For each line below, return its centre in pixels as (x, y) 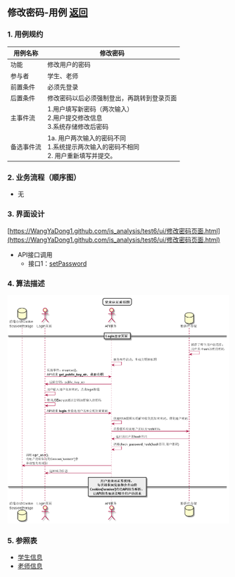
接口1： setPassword (57, 263)
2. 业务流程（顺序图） (44, 178)
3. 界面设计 (26, 214)
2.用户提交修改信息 (75, 118)
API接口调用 (35, 254)
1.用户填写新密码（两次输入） (90, 109)
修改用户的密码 (69, 65)
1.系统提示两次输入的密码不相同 (93, 147)
